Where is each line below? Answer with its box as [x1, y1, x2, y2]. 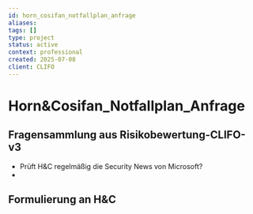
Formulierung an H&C [8, 193, 116, 206]
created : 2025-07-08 [8, 56, 77, 64]
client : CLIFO [8, 63, 55, 71]
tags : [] [8, 26, 37, 34]
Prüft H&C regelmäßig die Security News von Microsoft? [19, 161, 203, 171]
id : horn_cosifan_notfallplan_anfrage [8, 11, 136, 20]
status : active [8, 41, 59, 49]
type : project [8, 33, 55, 42]
